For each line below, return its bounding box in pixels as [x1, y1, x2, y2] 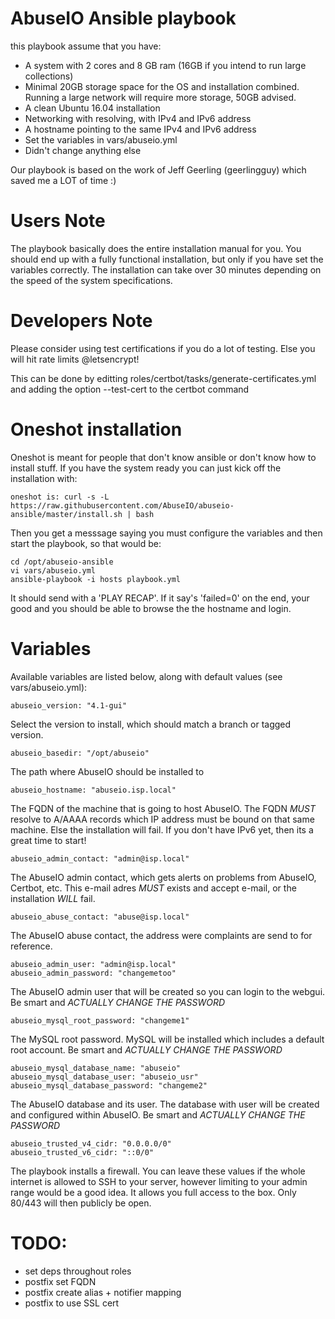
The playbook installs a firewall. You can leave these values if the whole [10, 1165, 306, 1177]
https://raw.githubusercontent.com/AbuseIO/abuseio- [10, 500, 235, 511]
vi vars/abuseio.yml [10, 565, 97, 576]
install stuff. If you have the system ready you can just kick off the [10, 462, 282, 474]
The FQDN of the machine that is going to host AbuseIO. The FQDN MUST [10, 802, 316, 814]
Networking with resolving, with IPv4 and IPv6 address [24, 112, 252, 124]
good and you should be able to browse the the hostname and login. [10, 602, 292, 614]
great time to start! [10, 834, 87, 846]
